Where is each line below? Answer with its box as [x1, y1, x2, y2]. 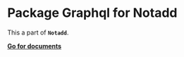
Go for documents [7, 42, 62, 50]
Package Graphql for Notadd [7, 5, 178, 21]
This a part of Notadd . [7, 28, 69, 37]
